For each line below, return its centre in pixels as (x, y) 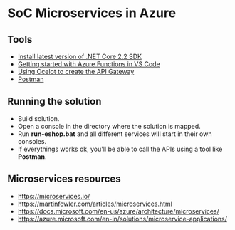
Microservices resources (64, 179)
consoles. (32, 141)
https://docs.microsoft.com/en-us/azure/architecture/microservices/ (118, 211)
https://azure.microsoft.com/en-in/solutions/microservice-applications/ (122, 219)
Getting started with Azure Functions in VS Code (89, 64)
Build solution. (38, 118)
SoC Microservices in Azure (92, 13)
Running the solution (54, 101)
